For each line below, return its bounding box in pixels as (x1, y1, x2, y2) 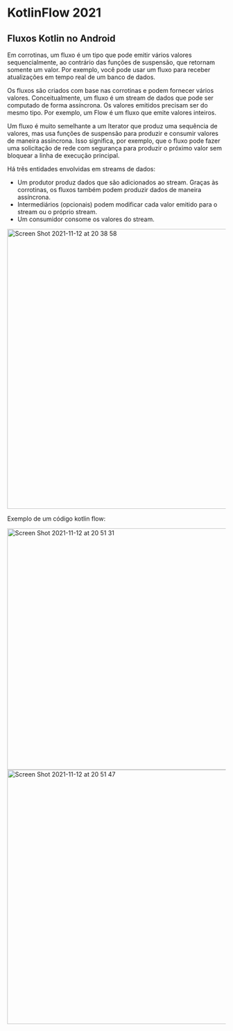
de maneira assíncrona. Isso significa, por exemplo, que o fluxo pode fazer (7, 137, 221, 145)
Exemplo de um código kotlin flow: (7, 514, 106, 523)
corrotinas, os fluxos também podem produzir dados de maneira (17, 186, 202, 193)
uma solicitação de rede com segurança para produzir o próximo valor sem (7, 144, 222, 152)
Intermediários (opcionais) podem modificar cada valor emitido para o (17, 200, 218, 209)
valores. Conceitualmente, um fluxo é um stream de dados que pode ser (7, 94, 214, 102)
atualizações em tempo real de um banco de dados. (7, 73, 156, 81)
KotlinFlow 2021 (7, 5, 102, 21)
